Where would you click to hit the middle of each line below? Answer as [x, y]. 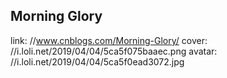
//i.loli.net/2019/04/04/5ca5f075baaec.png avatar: [114, 51]
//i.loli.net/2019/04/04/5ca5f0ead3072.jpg [97, 61]
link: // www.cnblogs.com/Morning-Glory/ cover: [109, 40]
